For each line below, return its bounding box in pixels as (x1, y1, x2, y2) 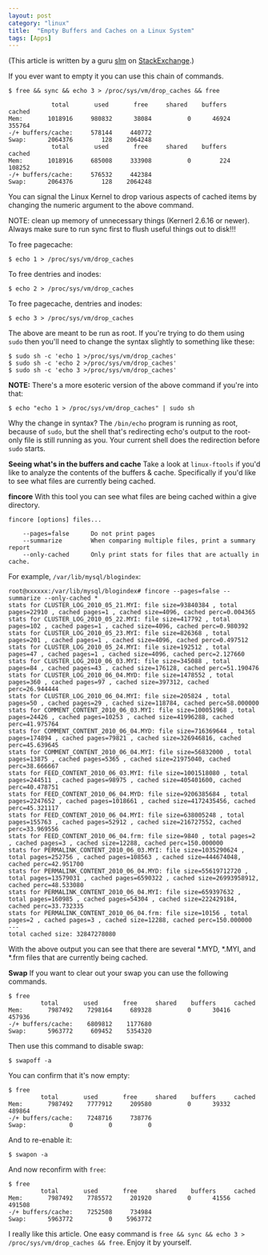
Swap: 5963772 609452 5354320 (8, 1027, 152, 1036)
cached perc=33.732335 (8, 902, 84, 910)
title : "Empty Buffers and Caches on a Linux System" (8, 26, 195, 34)
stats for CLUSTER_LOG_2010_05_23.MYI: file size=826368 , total (8, 629, 230, 637)
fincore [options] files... (8, 516, 102, 524)
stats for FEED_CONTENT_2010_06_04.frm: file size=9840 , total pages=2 (8, 833, 256, 841)
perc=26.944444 (8, 685, 59, 693)
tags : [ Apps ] (8, 34, 52, 42)
